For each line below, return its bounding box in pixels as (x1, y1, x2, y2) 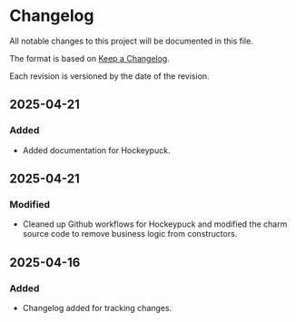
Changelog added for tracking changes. (22, 303, 173, 313)
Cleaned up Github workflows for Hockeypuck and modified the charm (22, 219, 288, 229)
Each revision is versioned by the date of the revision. (9, 70, 211, 82)
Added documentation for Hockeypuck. (22, 144, 171, 155)
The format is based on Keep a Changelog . (9, 53, 170, 63)
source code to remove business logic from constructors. (22, 229, 238, 239)
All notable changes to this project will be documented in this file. (9, 35, 254, 46)
